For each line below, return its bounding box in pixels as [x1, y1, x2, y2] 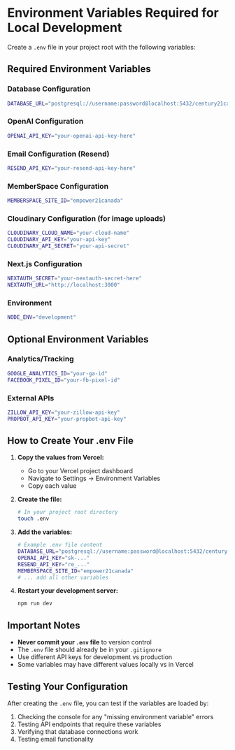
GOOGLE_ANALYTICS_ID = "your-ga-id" [7, 370, 108, 377]
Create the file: [17, 495, 62, 504]
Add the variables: [17, 528, 72, 536]
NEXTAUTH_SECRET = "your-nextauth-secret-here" [7, 275, 142, 282]
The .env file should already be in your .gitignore [17, 645, 162, 654]
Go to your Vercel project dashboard [27, 467, 134, 475]
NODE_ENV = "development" [7, 314, 77, 321]
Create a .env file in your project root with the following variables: [7, 43, 196, 51]
